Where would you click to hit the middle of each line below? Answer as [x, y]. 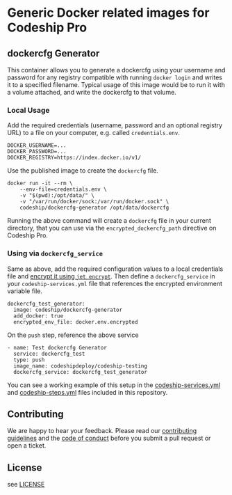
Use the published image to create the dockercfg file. [83, 171]
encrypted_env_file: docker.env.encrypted [76, 322]
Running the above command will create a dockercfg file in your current [109, 221]
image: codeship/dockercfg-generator [68, 310]
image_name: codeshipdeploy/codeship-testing [81, 366]
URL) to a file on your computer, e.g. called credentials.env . [94, 133]
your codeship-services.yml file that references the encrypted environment [115, 283]
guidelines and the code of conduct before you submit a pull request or [109, 438]
